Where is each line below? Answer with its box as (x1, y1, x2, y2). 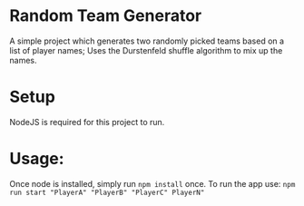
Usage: (9, 149, 65, 169)
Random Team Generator (9, 5, 202, 26)
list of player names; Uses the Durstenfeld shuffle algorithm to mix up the (9, 44, 283, 55)
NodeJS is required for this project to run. (9, 116, 165, 127)
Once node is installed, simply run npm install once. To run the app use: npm (9, 178, 296, 189)
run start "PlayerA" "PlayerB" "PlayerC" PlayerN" (9, 188, 205, 197)
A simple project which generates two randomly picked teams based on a (9, 35, 284, 46)
